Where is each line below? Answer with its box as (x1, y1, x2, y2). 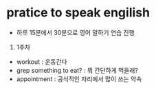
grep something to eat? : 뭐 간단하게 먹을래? (16, 66, 138, 74)
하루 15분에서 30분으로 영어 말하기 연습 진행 (16, 28, 135, 36)
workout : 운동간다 (16, 57, 67, 66)
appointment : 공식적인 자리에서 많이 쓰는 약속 (16, 74, 142, 83)
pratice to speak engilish (6, 5, 151, 21)
